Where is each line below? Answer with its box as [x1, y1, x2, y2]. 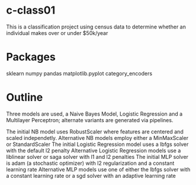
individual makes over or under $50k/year [6, 29, 108, 36]
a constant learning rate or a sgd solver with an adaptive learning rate [6, 172, 176, 179]
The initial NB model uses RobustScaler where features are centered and [6, 128, 184, 135]
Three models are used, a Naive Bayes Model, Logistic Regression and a [6, 110, 183, 117]
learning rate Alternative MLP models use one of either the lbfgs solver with [6, 165, 191, 173]
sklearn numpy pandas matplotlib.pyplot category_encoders [6, 69, 153, 77]
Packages [6, 50, 56, 64]
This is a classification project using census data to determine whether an [6, 23, 187, 30]
